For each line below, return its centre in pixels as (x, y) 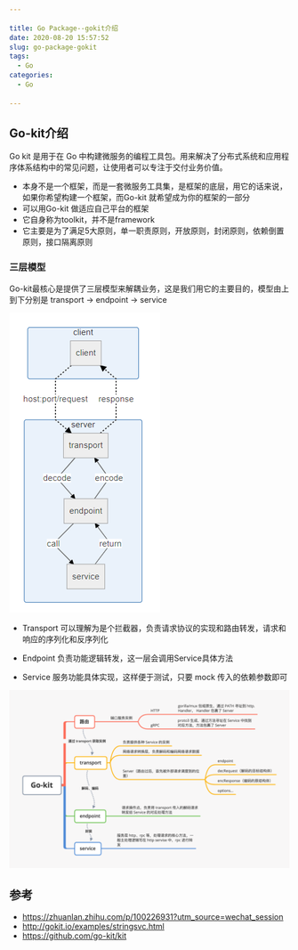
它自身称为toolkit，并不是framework (89, 220)
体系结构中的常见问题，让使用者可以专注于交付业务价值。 (122, 167)
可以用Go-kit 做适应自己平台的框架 (85, 208)
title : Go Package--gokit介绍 (64, 28)
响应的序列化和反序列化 (65, 639)
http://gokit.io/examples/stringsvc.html (93, 927)
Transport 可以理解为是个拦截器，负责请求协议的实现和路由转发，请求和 (154, 628)
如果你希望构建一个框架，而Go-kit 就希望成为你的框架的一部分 (136, 198)
